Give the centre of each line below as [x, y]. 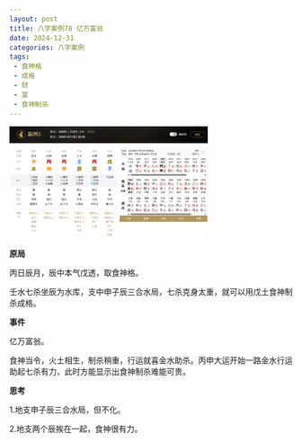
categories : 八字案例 [47, 48]
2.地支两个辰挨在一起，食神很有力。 [76, 429]
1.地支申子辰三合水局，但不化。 [67, 410]
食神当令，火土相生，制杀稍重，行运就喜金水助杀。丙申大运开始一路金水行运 [151, 360]
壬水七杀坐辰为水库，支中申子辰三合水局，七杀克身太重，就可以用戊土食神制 [151, 292]
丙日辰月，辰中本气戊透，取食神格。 [76, 273]
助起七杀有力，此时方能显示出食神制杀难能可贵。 [100, 372]
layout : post [34, 19]
